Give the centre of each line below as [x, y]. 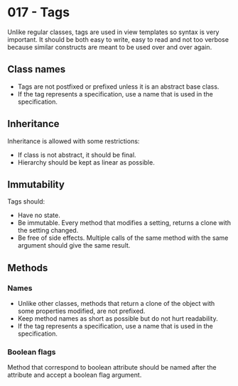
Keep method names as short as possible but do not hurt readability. [118, 319]
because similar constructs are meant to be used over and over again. [110, 47]
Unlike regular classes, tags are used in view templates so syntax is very [113, 32]
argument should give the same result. [74, 246]
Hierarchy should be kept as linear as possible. [86, 162]
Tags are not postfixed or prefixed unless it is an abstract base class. [118, 87]
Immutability [36, 184]
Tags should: [26, 202]
